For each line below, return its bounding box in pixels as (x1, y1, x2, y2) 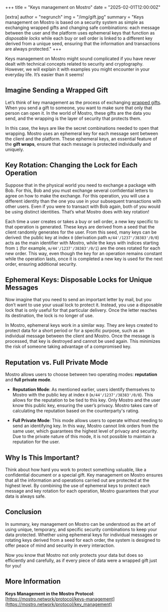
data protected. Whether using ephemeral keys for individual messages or (5, 531, 158, 538)
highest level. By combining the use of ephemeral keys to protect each (5, 483, 151, 489)
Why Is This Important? (5, 453, 79, 462)
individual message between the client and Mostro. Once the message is (5, 333, 155, 339)
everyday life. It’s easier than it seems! (5, 72, 84, 77)
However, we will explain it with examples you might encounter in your (5, 66, 150, 72)
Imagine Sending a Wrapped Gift (5, 86, 108, 95)
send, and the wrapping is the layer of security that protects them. (5, 115, 141, 121)
